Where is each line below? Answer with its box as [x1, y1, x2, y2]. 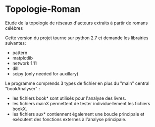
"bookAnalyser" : [5, 85, 40, 91]
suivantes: [5, 40, 26, 46]
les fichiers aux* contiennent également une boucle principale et [12, 111, 145, 117]
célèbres [5, 25, 23, 31]
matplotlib [12, 55, 33, 61]
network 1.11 [12, 60, 37, 66]
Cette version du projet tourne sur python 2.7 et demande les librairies [5, 35, 149, 41]
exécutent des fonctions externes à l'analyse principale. [12, 116, 127, 122]
